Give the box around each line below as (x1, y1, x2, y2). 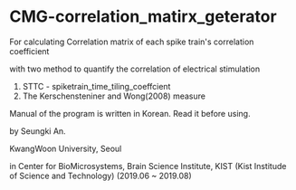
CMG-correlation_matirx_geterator (9, 6, 278, 27)
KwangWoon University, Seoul (9, 143, 122, 154)
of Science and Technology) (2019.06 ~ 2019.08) (9, 170, 192, 181)
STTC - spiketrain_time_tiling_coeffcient (22, 81, 171, 91)
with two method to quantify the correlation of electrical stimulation (9, 63, 261, 74)
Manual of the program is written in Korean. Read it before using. (9, 108, 251, 119)
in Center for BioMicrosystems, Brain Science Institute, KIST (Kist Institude (9, 160, 287, 171)
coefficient (9, 45, 50, 56)
